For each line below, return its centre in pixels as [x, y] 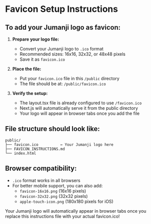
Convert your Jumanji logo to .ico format [61, 49]
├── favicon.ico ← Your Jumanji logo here [59, 144]
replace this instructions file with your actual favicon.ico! [62, 216]
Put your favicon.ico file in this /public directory [70, 78]
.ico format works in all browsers [46, 180]
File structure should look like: [53, 129]
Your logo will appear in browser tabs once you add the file [79, 113]
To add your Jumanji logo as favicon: [63, 27]
